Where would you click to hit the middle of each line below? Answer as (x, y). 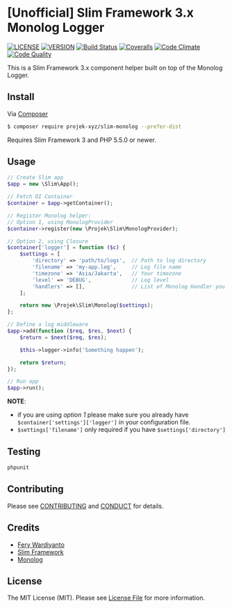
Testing (24, 451)
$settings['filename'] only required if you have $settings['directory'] (122, 430)
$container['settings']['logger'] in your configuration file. (104, 422)
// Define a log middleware (48, 325)
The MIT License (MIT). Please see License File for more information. (106, 598)
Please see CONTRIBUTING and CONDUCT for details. (85, 506)
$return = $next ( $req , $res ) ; (64, 337)
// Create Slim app (35, 178)
